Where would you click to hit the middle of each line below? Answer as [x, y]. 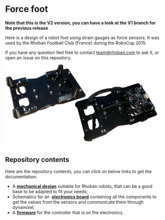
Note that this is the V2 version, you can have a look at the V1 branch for [81, 23]
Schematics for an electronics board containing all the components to [84, 197]
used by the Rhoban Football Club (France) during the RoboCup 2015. [76, 43]
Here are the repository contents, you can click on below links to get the [79, 172]
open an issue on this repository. [38, 57]
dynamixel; [23, 207]
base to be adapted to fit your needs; [50, 192]
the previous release [27, 28]
